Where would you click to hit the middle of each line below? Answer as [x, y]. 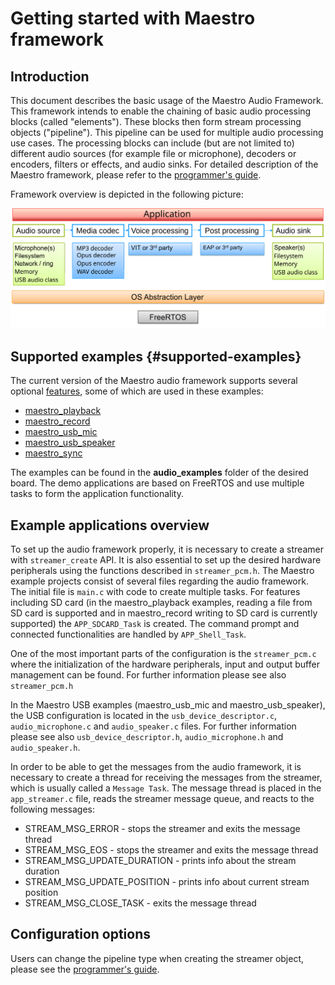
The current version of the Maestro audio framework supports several [154, 381]
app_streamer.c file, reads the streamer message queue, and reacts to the [162, 799]
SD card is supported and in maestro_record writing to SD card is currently [164, 613]
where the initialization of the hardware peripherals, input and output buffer [165, 664]
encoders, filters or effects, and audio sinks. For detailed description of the [164, 164]
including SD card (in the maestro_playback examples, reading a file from [161, 603]
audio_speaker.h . [45, 748]
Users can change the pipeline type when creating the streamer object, [157, 958]
